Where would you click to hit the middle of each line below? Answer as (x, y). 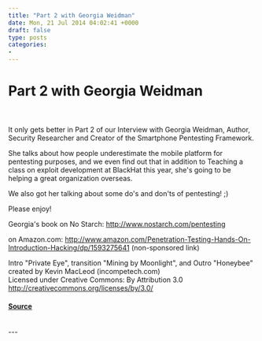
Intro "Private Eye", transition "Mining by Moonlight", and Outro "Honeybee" (131, 263)
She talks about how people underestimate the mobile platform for (115, 153)
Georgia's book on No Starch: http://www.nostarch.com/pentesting (117, 224)
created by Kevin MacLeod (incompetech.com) (84, 271)
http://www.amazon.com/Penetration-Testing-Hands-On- (158, 239)
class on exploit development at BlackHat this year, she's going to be (120, 169)
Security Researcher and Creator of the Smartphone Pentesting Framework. (131, 138)
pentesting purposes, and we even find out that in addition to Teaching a (126, 161)
